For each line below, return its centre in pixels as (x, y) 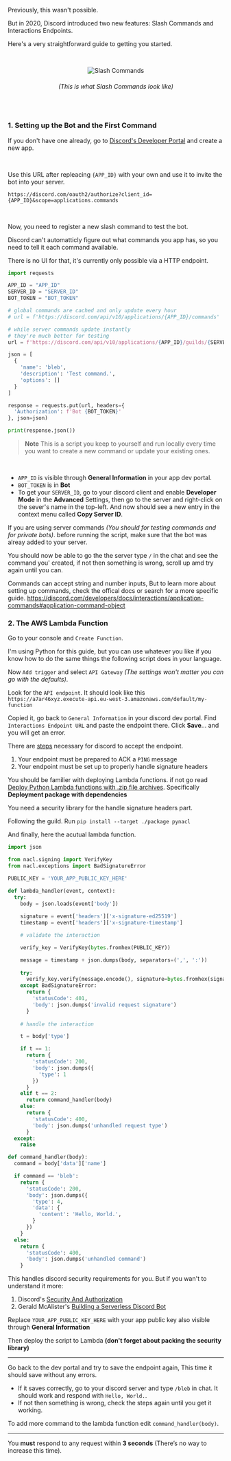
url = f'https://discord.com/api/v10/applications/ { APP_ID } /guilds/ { (109, 342)
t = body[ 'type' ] (45, 1037)
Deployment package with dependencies (68, 794)
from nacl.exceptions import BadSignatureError (77, 866)
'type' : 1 (52, 1074)
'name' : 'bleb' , (44, 367)
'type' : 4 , (48, 1202)
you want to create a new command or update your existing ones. (117, 451)
